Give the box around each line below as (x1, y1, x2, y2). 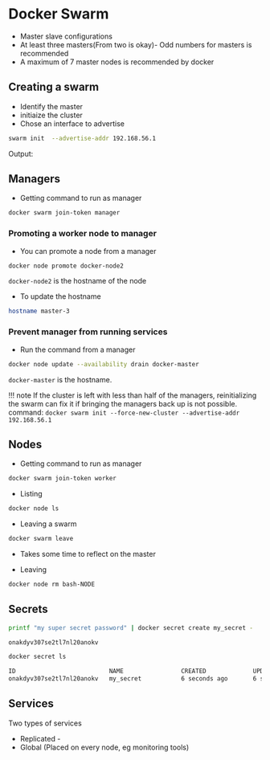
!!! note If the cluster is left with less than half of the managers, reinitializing (8, 390, 257, 400)
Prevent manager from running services (8, 326, 168, 337)
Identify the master (19, 101, 83, 111)
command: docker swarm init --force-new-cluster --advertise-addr (8, 407, 240, 417)
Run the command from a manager (19, 345, 136, 354)
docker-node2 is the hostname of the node (8, 276, 147, 286)
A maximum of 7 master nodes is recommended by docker (19, 57, 215, 67)
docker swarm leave (8, 535, 74, 543)
